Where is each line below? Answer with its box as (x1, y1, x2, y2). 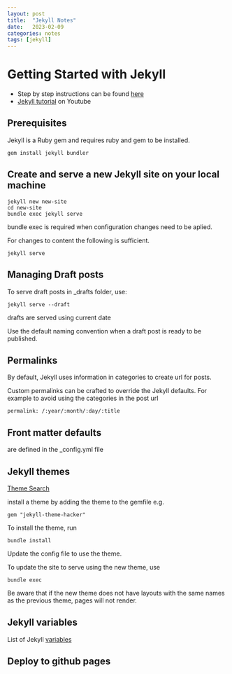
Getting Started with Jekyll (7, 67, 166, 83)
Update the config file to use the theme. (7, 549, 122, 558)
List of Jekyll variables (7, 635, 72, 643)
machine (7, 179, 47, 191)
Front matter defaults (7, 427, 102, 439)
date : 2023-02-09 (7, 23, 64, 30)
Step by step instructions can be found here (17, 90, 145, 98)
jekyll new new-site (7, 198, 68, 205)
